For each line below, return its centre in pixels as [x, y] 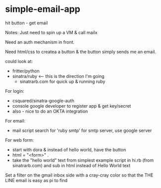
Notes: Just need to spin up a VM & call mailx [51, 32]
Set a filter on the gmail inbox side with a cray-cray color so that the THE [79, 175]
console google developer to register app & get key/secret [72, 106]
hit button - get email [27, 23]
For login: [15, 91]
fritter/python [26, 71]
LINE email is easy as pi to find [36, 180]
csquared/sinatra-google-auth [43, 101]
